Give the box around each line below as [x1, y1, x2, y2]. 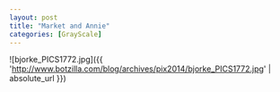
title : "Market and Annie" [9, 21, 110, 30]
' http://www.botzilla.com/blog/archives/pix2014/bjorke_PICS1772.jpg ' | [9, 63, 272, 74]
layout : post [9, 13, 58, 22]
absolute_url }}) [9, 73, 67, 84]
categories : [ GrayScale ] [9, 29, 102, 38]
